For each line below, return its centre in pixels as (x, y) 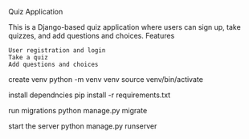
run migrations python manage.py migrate (78, 110)
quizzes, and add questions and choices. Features (92, 36)
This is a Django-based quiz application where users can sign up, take (124, 27)
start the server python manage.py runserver (83, 126)
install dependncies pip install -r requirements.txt (90, 95)
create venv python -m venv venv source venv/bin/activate (106, 79)
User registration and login (57, 51)
